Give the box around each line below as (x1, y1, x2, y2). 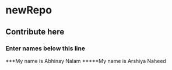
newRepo (5, 3, 52, 17)
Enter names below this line (5, 44, 86, 52)
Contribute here (5, 27, 65, 37)
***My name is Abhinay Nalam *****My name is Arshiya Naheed (5, 57, 167, 64)
